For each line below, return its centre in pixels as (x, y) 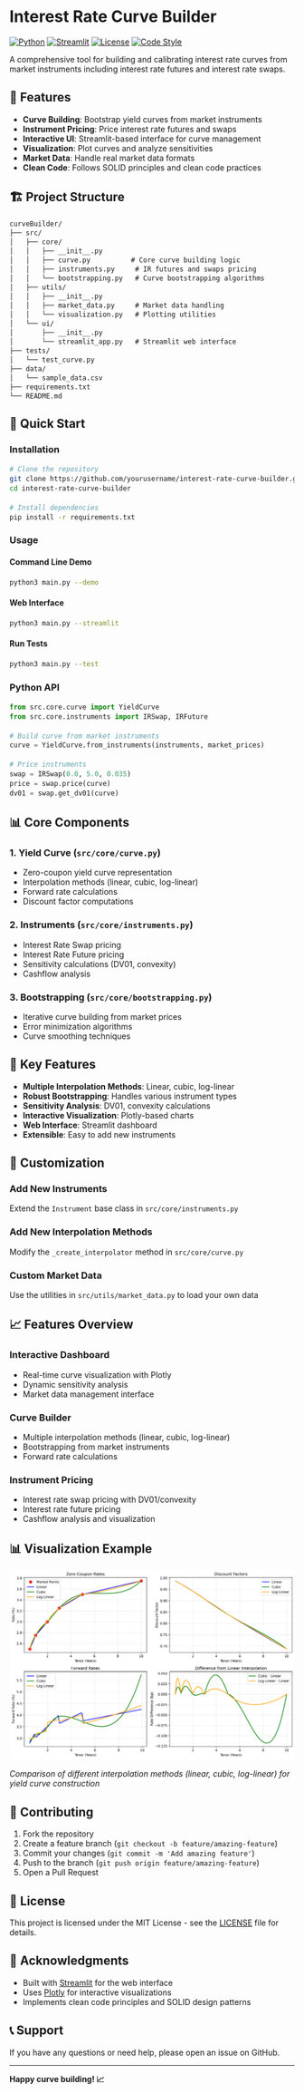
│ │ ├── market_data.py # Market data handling (117, 305)
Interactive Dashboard (60, 1355)
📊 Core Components (69, 823)
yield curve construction (55, 1784)
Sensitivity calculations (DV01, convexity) (99, 964)
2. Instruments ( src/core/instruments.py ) (101, 925)
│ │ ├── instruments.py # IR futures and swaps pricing (133, 269)
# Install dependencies (54, 508)
